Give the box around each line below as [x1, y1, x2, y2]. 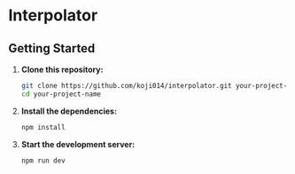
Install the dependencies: [20, 106, 117, 116]
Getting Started [8, 41, 96, 56]
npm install [20, 123, 66, 131]
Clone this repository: [20, 64, 104, 75]
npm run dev [20, 156, 66, 165]
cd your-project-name [20, 90, 101, 99]
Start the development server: [20, 138, 136, 149]
